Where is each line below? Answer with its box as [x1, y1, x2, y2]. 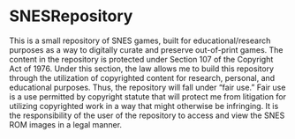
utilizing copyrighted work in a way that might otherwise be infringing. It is [9, 100, 279, 111]
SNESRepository [9, 6, 133, 26]
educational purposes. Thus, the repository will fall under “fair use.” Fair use [9, 82, 286, 92]
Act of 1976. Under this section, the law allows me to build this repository [9, 63, 275, 74]
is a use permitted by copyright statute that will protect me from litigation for [9, 91, 287, 102]
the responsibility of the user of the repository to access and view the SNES [9, 110, 285, 121]
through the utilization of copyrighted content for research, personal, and [9, 72, 276, 83]
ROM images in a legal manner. [9, 119, 122, 129]
